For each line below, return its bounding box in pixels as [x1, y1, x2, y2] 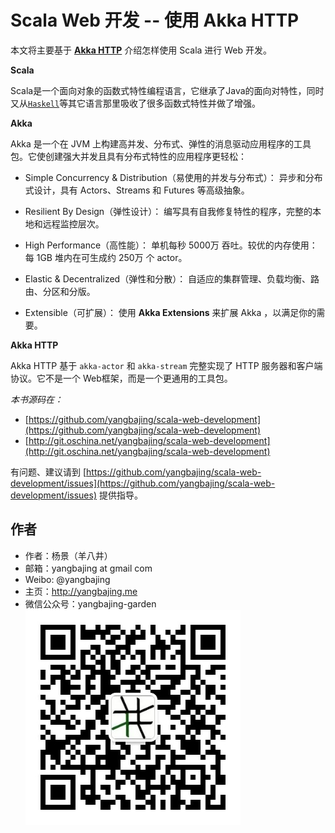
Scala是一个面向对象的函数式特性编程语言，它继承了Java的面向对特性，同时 [10, 84, 325, 96]
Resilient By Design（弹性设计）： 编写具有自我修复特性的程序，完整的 [24, 205, 313, 217]
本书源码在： [10, 393, 63, 405]
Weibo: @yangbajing [24, 573, 111, 585]
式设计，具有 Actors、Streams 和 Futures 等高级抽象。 [24, 184, 250, 196]
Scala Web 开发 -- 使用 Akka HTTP [10, 9, 300, 32]
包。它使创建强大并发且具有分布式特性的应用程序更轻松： [10, 150, 247, 162]
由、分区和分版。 [24, 285, 96, 297]
